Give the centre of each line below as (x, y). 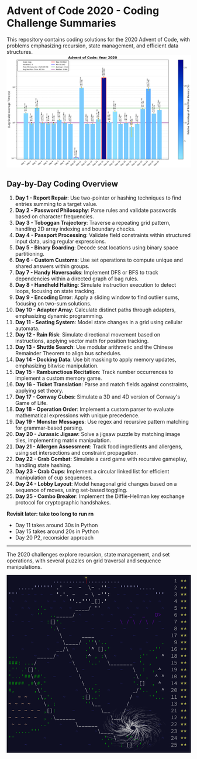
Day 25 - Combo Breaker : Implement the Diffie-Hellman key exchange (100, 496)
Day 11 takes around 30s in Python (56, 526)
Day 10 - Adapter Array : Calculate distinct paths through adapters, (95, 310)
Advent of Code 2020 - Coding (83, 11)
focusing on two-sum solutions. (53, 304)
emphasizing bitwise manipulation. (57, 366)
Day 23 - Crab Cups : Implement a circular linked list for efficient (92, 472)
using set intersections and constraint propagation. (77, 453)
